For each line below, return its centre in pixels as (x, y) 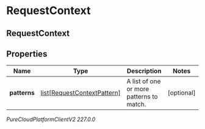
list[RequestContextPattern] (81, 93)
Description (144, 71)
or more (138, 89)
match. (136, 105)
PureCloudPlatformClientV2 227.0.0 (51, 119)
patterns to (142, 97)
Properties (27, 53)
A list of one (144, 81)
